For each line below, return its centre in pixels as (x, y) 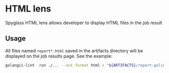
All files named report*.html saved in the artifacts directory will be (74, 50)
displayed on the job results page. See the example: (59, 56)
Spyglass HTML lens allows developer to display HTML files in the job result (84, 23)
